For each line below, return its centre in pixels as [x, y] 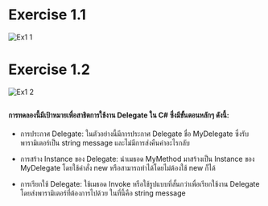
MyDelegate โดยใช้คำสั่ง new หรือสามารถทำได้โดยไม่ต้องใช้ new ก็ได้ [118, 167]
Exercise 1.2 [49, 70]
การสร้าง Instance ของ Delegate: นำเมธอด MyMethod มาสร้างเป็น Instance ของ [137, 159]
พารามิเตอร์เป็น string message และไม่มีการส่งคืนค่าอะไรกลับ [105, 142]
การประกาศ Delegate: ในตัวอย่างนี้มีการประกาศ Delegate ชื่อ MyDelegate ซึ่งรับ [134, 134]
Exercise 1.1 [47, 15]
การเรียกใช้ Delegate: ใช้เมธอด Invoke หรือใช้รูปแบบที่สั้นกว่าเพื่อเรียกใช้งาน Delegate [140, 183]
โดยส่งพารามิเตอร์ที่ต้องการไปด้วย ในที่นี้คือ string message [103, 193]
